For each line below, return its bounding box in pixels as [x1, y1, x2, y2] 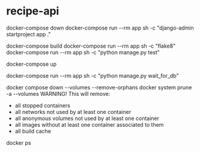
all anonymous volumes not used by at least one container [14, 115, 160, 122]
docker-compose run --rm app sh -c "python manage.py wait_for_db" [6, 72, 179, 79]
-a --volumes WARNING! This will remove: [6, 90, 111, 97]
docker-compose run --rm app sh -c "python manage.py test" [6, 48, 160, 55]
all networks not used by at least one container [14, 108, 132, 115]
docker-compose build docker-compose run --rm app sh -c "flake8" [6, 42, 176, 49]
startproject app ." [6, 30, 51, 37]
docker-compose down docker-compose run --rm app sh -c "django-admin [6, 24, 194, 31]
